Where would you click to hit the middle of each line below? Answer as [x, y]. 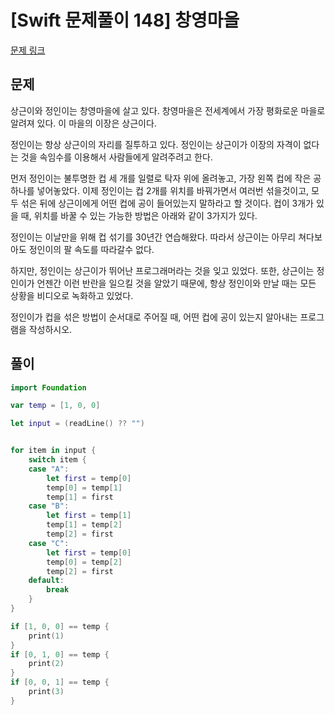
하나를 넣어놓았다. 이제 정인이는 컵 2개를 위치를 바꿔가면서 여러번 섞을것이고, [160, 190]
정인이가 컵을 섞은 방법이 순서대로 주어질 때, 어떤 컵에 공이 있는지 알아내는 [154, 317]
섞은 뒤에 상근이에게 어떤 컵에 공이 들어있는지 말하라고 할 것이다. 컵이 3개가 [167, 203]
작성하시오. [50, 329]
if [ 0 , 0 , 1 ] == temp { [60, 682]
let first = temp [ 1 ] [89, 516]
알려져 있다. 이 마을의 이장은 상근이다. [83, 123]
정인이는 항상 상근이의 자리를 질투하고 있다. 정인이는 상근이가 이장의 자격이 [156, 144]
